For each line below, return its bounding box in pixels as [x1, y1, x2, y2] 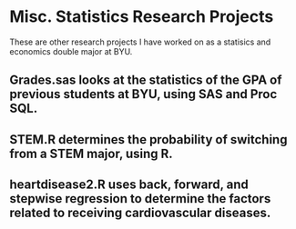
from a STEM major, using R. [9, 145, 173, 161]
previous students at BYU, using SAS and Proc [9, 86, 278, 102]
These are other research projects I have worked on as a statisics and [9, 36, 271, 47]
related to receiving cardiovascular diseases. [9, 205, 271, 221]
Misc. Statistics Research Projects [9, 6, 274, 27]
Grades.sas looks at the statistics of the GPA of [9, 73, 282, 88]
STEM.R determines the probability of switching [9, 132, 288, 147]
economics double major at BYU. [9, 45, 133, 56]
